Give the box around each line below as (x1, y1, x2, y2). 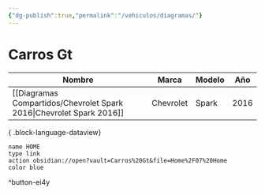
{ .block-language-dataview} (8, 127, 102, 137)
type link (8, 149, 41, 158)
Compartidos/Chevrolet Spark (12, 97, 124, 108)
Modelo (196, 74, 225, 85)
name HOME (8, 143, 41, 151)
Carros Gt (8, 45, 73, 63)
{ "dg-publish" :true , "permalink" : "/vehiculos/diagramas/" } (8, 11, 203, 20)
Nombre (62, 74, 94, 85)
